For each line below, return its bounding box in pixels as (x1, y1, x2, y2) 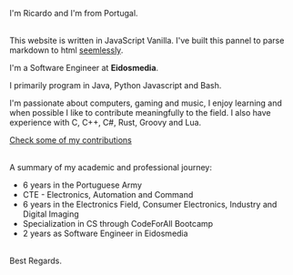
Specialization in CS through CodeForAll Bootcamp (22, 219, 214, 229)
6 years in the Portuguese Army (22, 179, 143, 190)
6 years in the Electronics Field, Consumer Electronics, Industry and (22, 199, 278, 209)
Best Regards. (9, 255, 62, 266)
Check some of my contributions (9, 135, 132, 145)
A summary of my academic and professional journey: (9, 162, 212, 172)
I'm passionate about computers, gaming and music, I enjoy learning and (9, 97, 282, 108)
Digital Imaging (22, 209, 79, 219)
